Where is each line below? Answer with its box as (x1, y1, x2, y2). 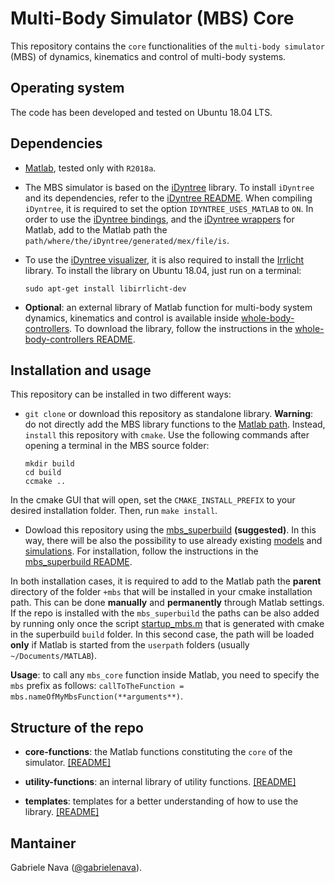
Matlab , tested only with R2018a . (24, 162, 157, 174)
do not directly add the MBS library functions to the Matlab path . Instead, (24, 418, 326, 431)
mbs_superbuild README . (24, 556, 133, 568)
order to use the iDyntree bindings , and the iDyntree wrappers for (24, 213, 295, 225)
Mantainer (10, 835, 77, 852)
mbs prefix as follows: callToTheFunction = (10, 680, 185, 692)
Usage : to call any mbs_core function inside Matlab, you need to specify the (10, 669, 320, 681)
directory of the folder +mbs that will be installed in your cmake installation (10, 586, 313, 598)
